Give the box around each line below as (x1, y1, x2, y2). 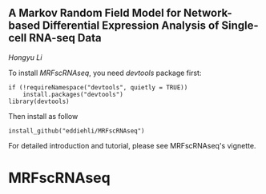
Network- (183, 6, 232, 20)
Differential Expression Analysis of (42, 19, 220, 33)
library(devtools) (8, 97, 70, 105)
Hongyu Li (8, 52, 42, 62)
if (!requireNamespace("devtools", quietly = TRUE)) (8, 83, 188, 91)
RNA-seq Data (29, 31, 102, 45)
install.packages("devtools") (22, 90, 124, 98)
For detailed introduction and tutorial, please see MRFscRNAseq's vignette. (8, 141, 256, 150)
